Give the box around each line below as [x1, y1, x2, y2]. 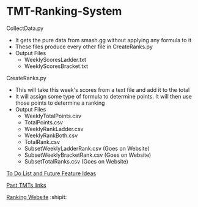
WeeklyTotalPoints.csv [24, 112, 81, 119]
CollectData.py [6, 24, 44, 32]
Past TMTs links [6, 181, 46, 189]
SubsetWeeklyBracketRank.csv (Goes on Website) [24, 151, 152, 159]
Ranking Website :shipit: [6, 193, 67, 200]
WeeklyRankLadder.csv [24, 125, 84, 132]
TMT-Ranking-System [6, 4, 122, 18]
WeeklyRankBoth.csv [24, 132, 78, 139]
